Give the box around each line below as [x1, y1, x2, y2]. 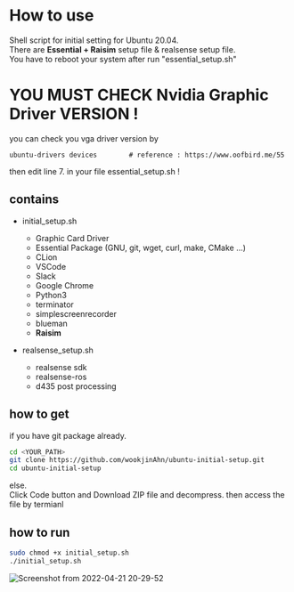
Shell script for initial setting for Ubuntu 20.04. [9, 35, 179, 45]
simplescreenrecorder [35, 308, 118, 319]
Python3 [35, 289, 67, 300]
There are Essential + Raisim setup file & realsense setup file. [9, 44, 236, 54]
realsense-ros [35, 371, 87, 382]
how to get [9, 407, 69, 422]
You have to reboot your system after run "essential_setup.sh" [9, 53, 238, 64]
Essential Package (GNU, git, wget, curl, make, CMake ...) [35, 242, 247, 253]
